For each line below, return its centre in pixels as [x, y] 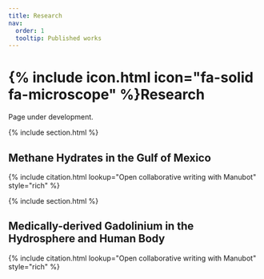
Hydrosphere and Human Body [87, 239]
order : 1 [30, 30]
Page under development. [51, 117]
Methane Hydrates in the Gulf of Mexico [110, 158]
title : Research [35, 16]
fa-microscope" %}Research [107, 95]
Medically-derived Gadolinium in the [101, 226]
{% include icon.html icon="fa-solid [131, 78]
